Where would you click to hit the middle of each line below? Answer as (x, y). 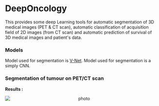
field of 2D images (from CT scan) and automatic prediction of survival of (79, 32)
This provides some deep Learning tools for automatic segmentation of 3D (80, 22)
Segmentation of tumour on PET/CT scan (54, 78)
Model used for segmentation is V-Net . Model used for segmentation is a (78, 61)
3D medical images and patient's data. (44, 37)
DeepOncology (36, 9)
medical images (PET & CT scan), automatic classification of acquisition (77, 27)
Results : (14, 89)
